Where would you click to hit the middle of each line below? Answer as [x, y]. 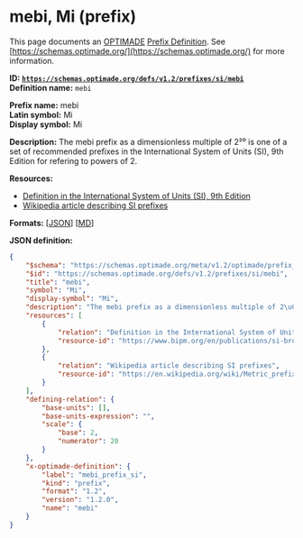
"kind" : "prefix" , [76, 483]
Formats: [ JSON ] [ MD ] [52, 223]
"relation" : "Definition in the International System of [167, 332]
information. [32, 60]
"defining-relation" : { [70, 399]
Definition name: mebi [50, 87]
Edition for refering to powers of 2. [73, 160]
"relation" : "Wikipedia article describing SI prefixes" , [169, 366]
